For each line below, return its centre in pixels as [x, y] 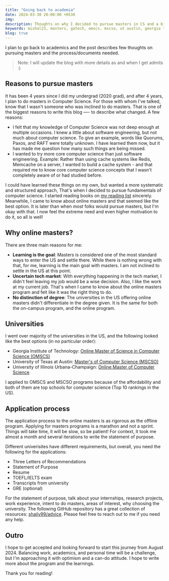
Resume [21, 472]
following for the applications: [36, 452]
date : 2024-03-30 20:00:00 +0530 [40, 15]
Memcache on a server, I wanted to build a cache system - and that [82, 164]
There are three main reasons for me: [44, 245]
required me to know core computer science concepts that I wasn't [82, 170]
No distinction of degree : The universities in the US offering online [82, 297]
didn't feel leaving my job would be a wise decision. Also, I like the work [87, 281]
